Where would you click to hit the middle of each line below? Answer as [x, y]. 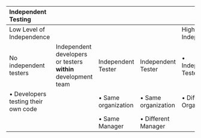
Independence [30, 37]
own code [23, 109]
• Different [155, 118]
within [65, 69]
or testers [69, 61]
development [74, 76]
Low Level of [27, 29]
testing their [26, 101]
